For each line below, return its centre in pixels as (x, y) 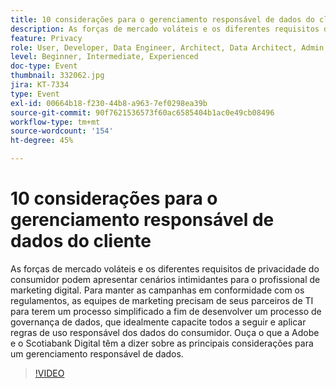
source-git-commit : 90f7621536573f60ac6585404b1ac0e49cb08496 (142, 112)
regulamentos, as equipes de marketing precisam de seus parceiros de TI (162, 300)
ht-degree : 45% (42, 141)
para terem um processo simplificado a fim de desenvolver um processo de (166, 311)
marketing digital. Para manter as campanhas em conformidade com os (157, 290)
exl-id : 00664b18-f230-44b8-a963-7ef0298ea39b (109, 103)
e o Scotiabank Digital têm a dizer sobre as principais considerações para (162, 343)
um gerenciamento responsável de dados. (97, 353)
